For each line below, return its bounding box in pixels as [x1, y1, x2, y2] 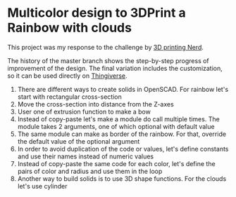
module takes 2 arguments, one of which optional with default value [17, 122, 215, 130]
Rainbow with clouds [7, 20, 132, 36]
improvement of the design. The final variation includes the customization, [7, 64, 223, 72]
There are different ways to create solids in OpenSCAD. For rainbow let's [17, 85, 229, 93]
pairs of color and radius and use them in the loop [17, 167, 163, 175]
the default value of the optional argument [17, 137, 140, 145]
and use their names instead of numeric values [17, 152, 154, 161]
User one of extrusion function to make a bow [17, 107, 151, 116]
